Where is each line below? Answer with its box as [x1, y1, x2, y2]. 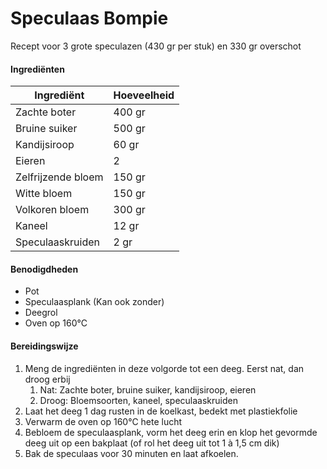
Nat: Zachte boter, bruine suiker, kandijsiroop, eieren [39, 383, 257, 396]
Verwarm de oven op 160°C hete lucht [24, 415, 183, 427]
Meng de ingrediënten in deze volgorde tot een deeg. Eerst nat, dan [24, 362, 305, 374]
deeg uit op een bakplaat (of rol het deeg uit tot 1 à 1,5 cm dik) [24, 437, 280, 449]
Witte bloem [15, 187, 73, 201]
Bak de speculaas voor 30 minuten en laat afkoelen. [24, 447, 239, 459]
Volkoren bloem [15, 203, 90, 217]
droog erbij [24, 373, 71, 385]
